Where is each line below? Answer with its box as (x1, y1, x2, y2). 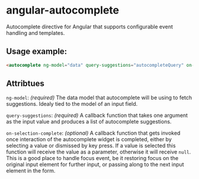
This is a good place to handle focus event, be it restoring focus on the (6, 155, 179, 162)
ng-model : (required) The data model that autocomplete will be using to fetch (6, 94, 192, 101)
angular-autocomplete (6, 4, 120, 17)
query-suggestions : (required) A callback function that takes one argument (6, 112, 188, 119)
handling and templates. (6, 29, 65, 36)
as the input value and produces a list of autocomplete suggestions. (6, 118, 172, 125)
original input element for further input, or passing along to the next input (6, 161, 185, 168)
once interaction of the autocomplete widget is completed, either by (6, 136, 172, 143)
